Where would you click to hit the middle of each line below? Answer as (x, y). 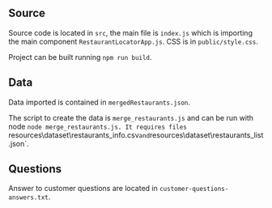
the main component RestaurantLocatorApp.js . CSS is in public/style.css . (134, 41)
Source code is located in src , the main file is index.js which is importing (131, 32)
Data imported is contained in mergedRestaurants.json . (100, 102)
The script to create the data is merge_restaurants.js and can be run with (131, 117)
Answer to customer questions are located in (83, 189)
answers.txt (28, 197)
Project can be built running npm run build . (80, 57)
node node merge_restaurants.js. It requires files (98, 126)
